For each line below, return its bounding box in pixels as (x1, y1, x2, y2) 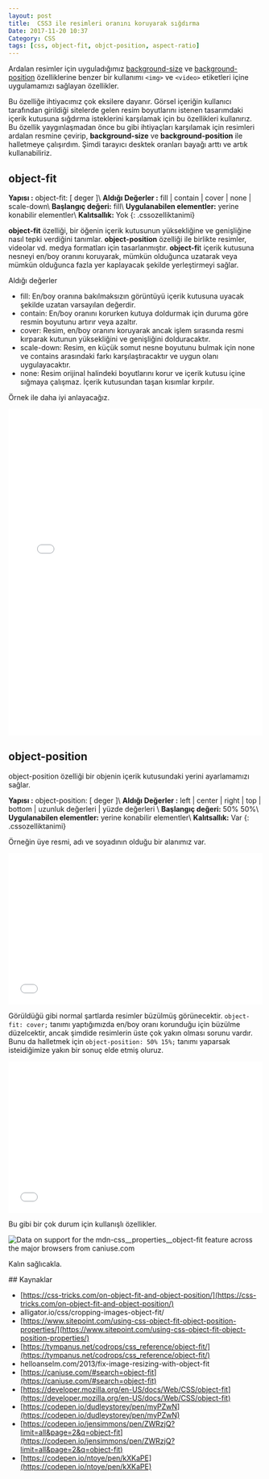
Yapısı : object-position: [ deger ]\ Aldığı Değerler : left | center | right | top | (8, 796, 262, 805)
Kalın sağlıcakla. (8, 1259, 62, 1268)
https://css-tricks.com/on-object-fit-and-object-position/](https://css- (23, 1290, 257, 1300)
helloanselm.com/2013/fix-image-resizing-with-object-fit (19, 1359, 210, 1368)
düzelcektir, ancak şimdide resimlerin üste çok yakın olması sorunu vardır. (8, 1028, 254, 1038)
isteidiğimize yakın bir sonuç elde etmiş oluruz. (8, 1045, 163, 1055)
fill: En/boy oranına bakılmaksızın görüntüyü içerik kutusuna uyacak (19, 291, 244, 301)
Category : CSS (8, 34, 56, 43)
